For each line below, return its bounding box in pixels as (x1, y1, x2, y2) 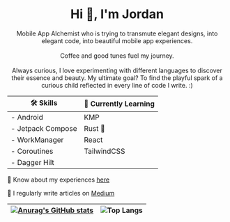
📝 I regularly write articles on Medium (7, 189, 115, 197)
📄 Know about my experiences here (7, 175, 110, 184)
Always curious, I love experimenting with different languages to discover (11, 66, 223, 74)
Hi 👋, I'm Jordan (70, 6, 164, 22)
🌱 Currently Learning (83, 99, 155, 109)
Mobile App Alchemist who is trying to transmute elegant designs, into (16, 29, 218, 38)
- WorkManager (10, 135, 64, 145)
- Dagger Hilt (10, 157, 54, 167)
